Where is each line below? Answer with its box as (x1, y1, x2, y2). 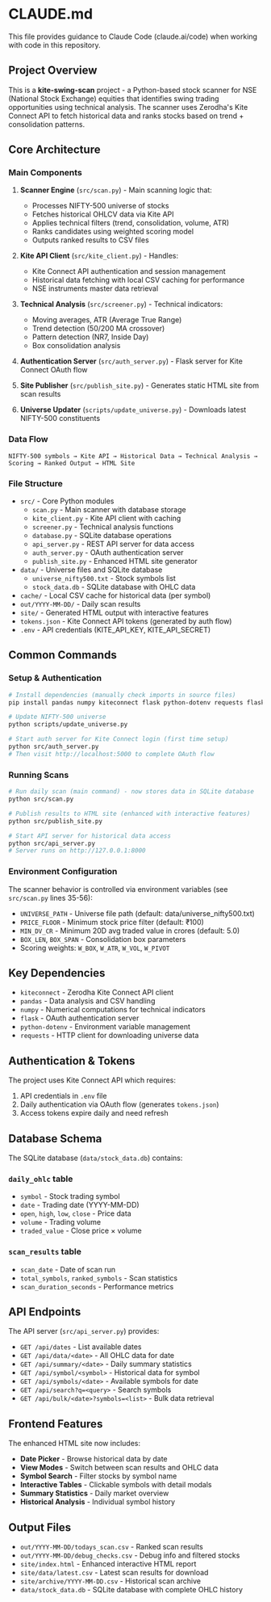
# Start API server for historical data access (8, 831, 172, 840)
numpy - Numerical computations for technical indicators (19, 1005, 206, 1015)
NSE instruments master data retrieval (31, 284, 159, 293)
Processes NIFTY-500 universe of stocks (31, 201, 169, 211)
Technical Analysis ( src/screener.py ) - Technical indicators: (19, 300, 223, 309)
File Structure (8, 477, 63, 489)
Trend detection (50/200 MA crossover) (31, 324, 165, 334)
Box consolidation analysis (31, 341, 121, 351)
